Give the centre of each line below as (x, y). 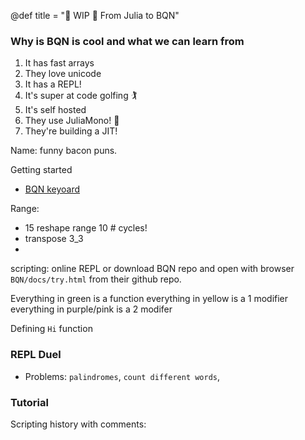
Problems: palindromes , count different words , (122, 376)
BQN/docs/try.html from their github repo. (96, 279)
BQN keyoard (52, 189)
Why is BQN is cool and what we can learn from (127, 41)
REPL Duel (36, 355)
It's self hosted (55, 110)
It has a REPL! (53, 84)
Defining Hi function (51, 329)
